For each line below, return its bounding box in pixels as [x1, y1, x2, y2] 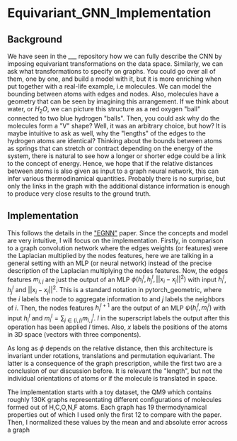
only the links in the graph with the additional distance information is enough [7, 182, 230, 190]
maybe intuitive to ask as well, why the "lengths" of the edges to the [7, 129, 207, 138]
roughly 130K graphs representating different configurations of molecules [7, 396, 221, 404]
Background [7, 33, 62, 45]
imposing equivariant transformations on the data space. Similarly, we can [7, 60, 224, 68]
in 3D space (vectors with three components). [7, 330, 141, 339]
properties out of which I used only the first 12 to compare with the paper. [7, 411, 222, 419]
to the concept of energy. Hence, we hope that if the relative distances [7, 159, 214, 167]
